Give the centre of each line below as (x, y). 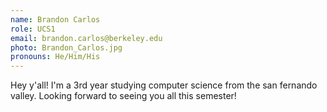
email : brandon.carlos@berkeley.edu (86, 38)
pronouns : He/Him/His (55, 57)
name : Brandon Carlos (55, 19)
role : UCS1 (33, 29)
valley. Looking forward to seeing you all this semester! (123, 96)
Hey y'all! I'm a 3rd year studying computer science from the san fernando (164, 85)
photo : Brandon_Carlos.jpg (66, 47)
